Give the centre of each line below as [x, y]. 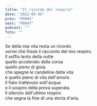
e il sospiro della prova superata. [38, 88]
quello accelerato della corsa [34, 62]
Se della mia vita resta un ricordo [38, 46]
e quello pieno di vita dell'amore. [38, 77]
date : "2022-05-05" [25, 14]
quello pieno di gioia [25, 67]
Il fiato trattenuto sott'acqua [33, 83]
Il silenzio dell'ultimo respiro [33, 93]
